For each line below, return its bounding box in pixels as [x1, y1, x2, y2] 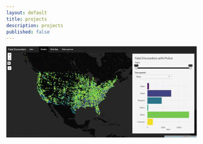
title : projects [6, 16, 47, 22]
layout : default [6, 10, 47, 16]
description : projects [6, 22, 63, 28]
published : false [6, 29, 50, 35]
